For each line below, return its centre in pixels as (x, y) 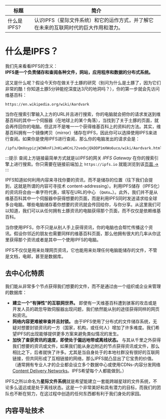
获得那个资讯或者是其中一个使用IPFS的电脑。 (55, 239)
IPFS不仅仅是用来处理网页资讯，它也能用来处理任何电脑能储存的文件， (77, 250)
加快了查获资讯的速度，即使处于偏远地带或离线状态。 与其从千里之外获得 (86, 340)
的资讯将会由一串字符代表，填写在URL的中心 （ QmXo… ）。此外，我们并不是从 (82, 192)
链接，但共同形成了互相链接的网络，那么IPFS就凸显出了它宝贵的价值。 (84, 358)
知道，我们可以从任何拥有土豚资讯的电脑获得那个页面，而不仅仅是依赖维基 (85, 210)
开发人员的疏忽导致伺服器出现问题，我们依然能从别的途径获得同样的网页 (86, 309)
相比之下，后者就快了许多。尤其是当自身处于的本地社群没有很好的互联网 (86, 352)
